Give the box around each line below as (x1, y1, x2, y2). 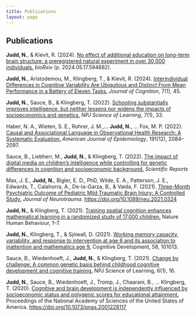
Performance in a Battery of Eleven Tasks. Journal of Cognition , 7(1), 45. (6, 88, 181, 95)
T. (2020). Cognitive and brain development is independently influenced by (6, 285, 188, 292)
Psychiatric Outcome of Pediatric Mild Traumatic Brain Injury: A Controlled (6, 189, 185, 197)
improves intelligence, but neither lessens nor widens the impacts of (6, 105, 171, 112)
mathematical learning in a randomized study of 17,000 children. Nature (6, 213, 179, 220)
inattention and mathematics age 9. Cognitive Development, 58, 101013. (6, 243, 179, 250)
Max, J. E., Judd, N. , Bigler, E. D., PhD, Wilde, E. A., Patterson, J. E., (6, 177, 168, 184)
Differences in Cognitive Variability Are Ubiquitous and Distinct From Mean (6, 82, 186, 89)
